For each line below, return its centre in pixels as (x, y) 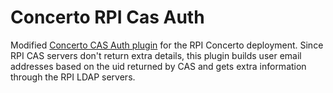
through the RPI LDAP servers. (73, 77)
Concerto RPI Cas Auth (107, 17)
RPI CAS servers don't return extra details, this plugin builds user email (156, 55)
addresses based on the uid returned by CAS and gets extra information (158, 66)
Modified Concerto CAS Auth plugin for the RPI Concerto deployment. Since (167, 45)
